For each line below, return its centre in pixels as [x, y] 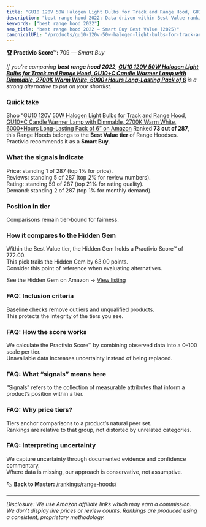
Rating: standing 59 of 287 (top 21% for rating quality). [75, 184]
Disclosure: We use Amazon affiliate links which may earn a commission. [99, 504]
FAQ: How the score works [47, 332]
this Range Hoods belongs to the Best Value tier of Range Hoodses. [92, 135]
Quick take [23, 102]
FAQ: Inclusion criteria [40, 296]
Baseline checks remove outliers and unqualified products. [80, 309]
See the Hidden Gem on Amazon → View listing [66, 280]
